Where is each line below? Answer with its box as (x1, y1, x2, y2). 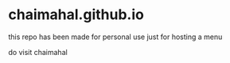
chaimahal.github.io (8, 6, 145, 24)
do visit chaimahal (8, 47, 68, 57)
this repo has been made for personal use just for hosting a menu (8, 32, 223, 41)
